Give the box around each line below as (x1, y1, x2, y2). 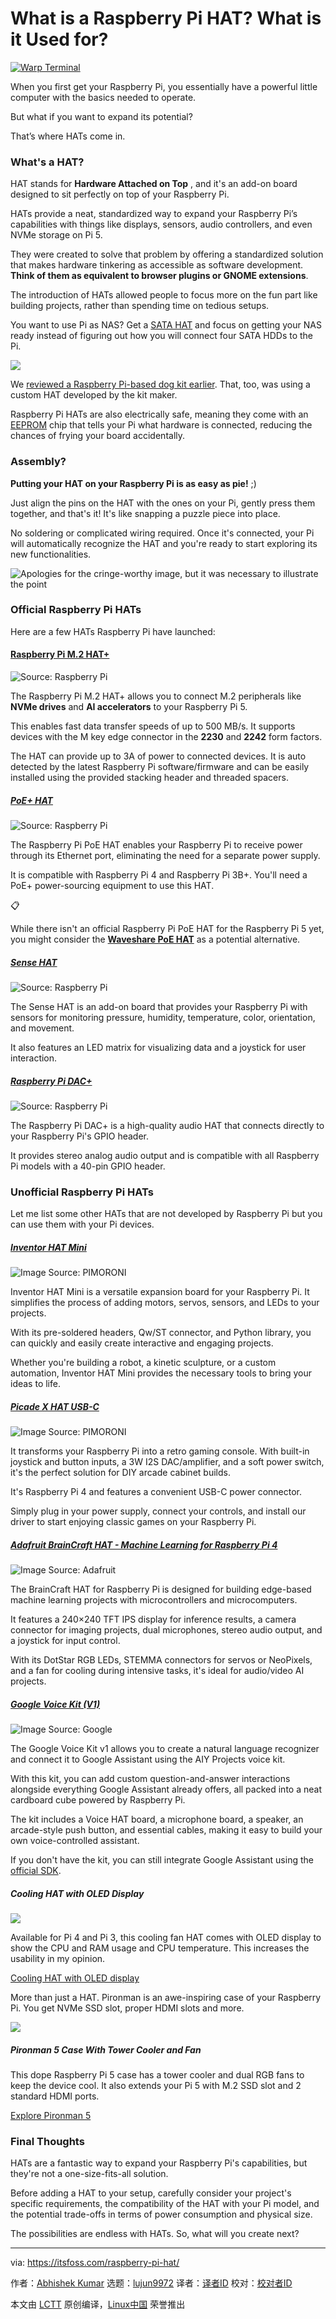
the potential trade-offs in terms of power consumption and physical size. (10, 2208, 313, 2221)
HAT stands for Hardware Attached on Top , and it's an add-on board (10, 178, 298, 190)
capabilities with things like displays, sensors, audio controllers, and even (10, 218, 313, 231)
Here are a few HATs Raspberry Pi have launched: (10, 625, 216, 637)
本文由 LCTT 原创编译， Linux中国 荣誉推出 (10, 2298, 186, 2311)
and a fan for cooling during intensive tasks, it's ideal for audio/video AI (10, 1665, 305, 1677)
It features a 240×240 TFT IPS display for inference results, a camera (10, 1613, 297, 1626)
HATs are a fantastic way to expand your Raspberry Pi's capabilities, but (10, 2157, 308, 2169)
